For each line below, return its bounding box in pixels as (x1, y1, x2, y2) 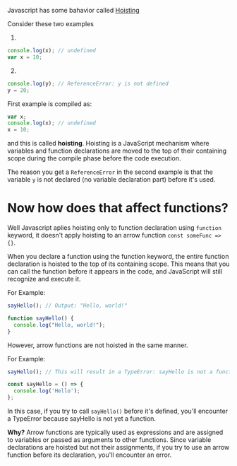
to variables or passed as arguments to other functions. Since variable (7, 436, 212, 444)
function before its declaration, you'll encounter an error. (7, 450, 172, 459)
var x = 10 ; (7, 53, 42, 61)
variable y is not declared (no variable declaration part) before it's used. (7, 175, 216, 184)
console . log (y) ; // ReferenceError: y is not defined (7, 80, 169, 87)
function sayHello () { (7, 315, 74, 322)
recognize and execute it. (7, 275, 81, 284)
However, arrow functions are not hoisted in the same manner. (7, 341, 188, 349)
